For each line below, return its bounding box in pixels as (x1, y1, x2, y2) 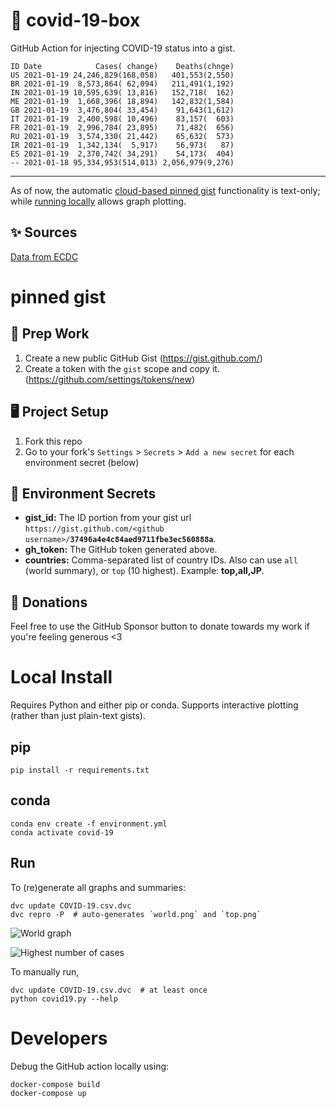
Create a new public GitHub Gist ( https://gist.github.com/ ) (24, 352, 263, 364)
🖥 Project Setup (10, 404, 109, 421)
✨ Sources (10, 224, 78, 241)
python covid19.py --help (10, 994, 118, 1004)
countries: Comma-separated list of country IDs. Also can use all (24, 554, 298, 566)
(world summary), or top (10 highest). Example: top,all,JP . (24, 565, 265, 577)
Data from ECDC (10, 250, 79, 263)
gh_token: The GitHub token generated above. (24, 544, 218, 556)
